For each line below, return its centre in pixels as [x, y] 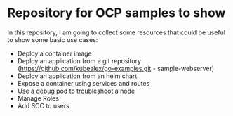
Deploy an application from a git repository [79, 60]
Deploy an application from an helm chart [77, 76]
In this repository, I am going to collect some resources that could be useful [116, 32]
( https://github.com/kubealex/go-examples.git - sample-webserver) [116, 68]
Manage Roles [38, 98]
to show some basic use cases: [53, 39]
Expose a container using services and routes [84, 83]
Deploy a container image [55, 53]
